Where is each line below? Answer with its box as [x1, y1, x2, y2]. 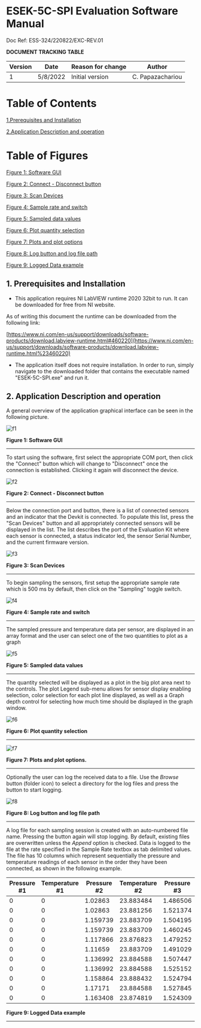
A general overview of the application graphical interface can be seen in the [6, 407, 193, 414]
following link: [6, 319, 41, 326]
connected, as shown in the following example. [6, 865, 122, 872]
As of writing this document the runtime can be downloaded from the [6, 312, 176, 320]
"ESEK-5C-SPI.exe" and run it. [14, 374, 90, 381]
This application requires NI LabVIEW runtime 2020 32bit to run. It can [14, 294, 188, 302]
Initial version [71, 72, 109, 81]
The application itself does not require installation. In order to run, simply [14, 361, 194, 369]
